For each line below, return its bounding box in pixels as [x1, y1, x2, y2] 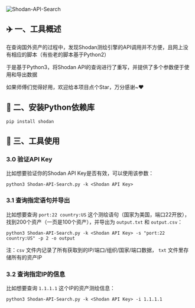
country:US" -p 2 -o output [6, 235, 76, 241]
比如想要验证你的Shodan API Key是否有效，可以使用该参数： [6, 170, 154, 177]
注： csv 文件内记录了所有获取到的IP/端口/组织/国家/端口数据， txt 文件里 [6, 246, 184, 254]
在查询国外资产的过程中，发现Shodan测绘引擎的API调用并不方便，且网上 [6, 43, 183, 50]
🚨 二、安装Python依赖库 [6, 102, 95, 112]
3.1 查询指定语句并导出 [6, 196, 70, 205]
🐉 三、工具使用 [6, 136, 60, 146]
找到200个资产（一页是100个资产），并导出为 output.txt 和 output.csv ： [6, 218, 183, 225]
